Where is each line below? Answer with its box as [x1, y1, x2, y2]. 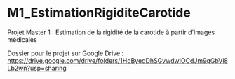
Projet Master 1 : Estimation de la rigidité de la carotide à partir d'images [7, 28, 215, 36]
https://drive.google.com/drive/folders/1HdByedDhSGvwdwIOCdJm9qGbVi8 [7, 56, 228, 64]
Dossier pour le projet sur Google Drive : [7, 49, 124, 57]
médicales [7, 35, 37, 43]
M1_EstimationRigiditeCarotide [7, 5, 191, 21]
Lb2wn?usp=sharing [7, 64, 67, 72]
